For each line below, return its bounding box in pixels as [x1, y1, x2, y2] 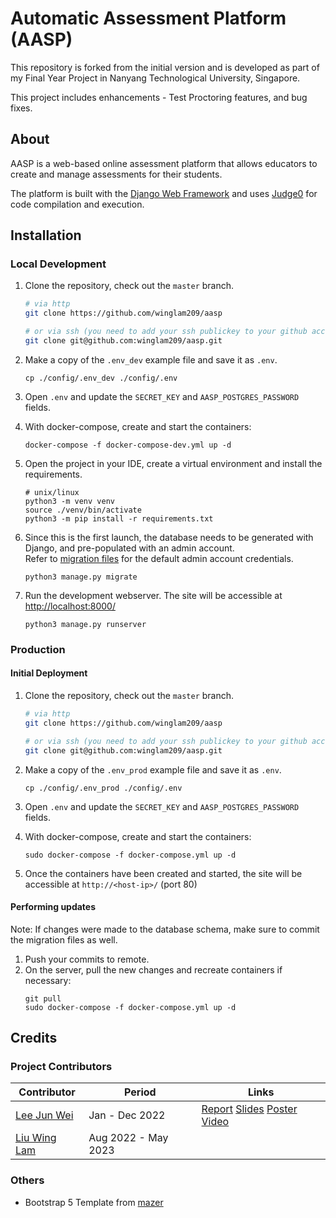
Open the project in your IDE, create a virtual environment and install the [24, 457, 323, 469]
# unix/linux [24, 487, 80, 497]
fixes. [10, 102, 33, 114]
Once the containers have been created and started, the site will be [24, 867, 303, 879]
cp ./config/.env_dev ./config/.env [24, 373, 178, 383]
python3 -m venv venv [24, 496, 115, 506]
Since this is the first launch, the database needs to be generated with [24, 531, 314, 543]
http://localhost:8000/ [24, 600, 116, 612]
